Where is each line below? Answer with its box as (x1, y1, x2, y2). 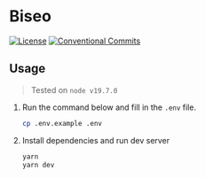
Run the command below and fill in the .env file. (21, 102, 197, 112)
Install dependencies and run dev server (21, 135, 170, 145)
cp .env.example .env (21, 119, 102, 128)
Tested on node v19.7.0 (30, 84, 118, 95)
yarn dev (21, 160, 55, 169)
